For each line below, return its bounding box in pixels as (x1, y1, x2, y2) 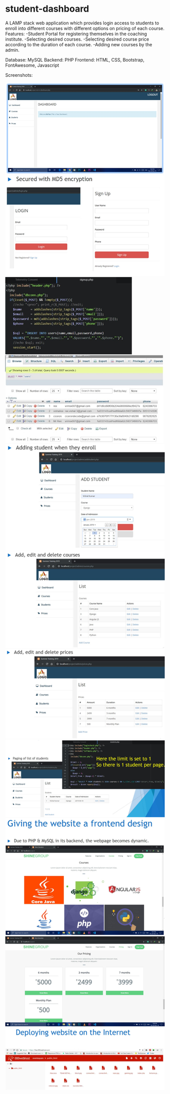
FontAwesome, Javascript (5, 62, 59, 68)
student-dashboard (5, 3, 90, 15)
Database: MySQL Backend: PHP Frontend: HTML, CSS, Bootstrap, (5, 56, 145, 63)
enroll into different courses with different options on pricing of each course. (5, 25, 165, 31)
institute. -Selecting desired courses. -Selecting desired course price (5, 36, 149, 42)
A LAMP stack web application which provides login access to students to (5, 20, 159, 26)
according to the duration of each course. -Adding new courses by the (5, 41, 153, 47)
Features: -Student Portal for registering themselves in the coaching (5, 31, 147, 37)
